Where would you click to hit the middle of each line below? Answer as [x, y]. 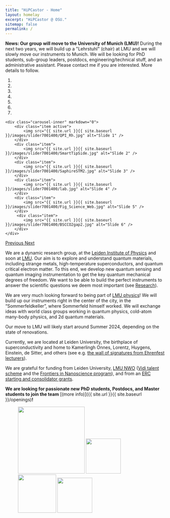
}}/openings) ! [19, 400]
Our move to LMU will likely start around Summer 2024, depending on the [82, 327]
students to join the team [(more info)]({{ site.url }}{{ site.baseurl [74, 394]
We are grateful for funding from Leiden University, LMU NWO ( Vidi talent [82, 368]
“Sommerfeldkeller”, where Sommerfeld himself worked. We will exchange [83, 306]
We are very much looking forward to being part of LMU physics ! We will [81, 295]
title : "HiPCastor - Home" [34, 10]
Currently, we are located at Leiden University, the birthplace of [72, 342]
